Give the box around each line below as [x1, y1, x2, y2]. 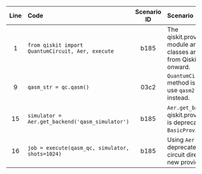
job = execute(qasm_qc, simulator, [27, 145, 129, 151]
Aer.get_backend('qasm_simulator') [27, 118, 129, 125]
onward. [167, 63, 191, 71]
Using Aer [167, 136, 195, 143]
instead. [167, 94, 190, 101]
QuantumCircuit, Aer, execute [27, 48, 114, 55]
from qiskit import [27, 42, 84, 49]
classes [167, 48, 189, 56]
